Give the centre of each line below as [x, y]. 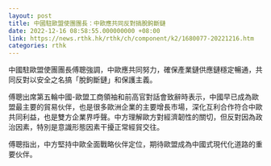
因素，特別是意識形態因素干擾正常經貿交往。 [89, 127]
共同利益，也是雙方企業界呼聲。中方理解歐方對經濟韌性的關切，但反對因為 [132, 117]
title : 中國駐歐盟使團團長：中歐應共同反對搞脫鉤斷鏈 [87, 23]
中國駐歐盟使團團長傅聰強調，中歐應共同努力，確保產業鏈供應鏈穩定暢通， [132, 70]
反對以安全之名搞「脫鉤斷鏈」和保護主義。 [86, 80]
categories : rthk [38, 46]
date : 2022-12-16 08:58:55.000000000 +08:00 [84, 31]
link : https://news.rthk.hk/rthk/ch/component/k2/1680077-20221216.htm [131, 38]
